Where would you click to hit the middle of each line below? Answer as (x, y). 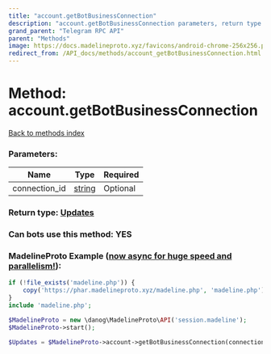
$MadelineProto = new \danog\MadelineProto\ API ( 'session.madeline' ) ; (128, 320)
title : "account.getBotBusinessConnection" (83, 16)
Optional (119, 188)
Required (121, 175)
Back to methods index (46, 133)
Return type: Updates (51, 213)
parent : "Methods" (39, 38)
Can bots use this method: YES (70, 234)
